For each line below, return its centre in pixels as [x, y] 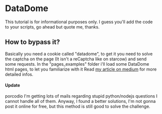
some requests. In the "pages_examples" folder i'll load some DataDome [77, 64]
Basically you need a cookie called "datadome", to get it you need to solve [79, 54]
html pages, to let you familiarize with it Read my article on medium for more [81, 69]
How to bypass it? [33, 42]
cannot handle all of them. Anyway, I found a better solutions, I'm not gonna [81, 101]
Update [13, 85]
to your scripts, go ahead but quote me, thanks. [52, 27]
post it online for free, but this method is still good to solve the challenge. [78, 106]
